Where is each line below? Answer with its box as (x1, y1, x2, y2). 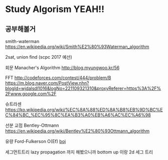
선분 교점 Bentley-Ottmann (5, 122, 59, 128)
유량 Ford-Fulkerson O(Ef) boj (5, 138, 66, 144)
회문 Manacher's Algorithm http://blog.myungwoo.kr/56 (5, 65, 120, 71)
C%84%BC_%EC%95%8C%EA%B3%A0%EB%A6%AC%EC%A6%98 (5, 112, 151, 118)
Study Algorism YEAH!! (5, 4, 104, 15)
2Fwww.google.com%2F (5, 91, 57, 96)
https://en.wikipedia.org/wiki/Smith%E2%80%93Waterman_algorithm (5, 44, 149, 50)
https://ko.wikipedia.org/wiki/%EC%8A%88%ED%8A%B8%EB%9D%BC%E (5, 107, 163, 112)
